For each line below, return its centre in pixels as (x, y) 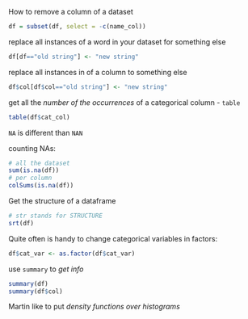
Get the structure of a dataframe (62, 201)
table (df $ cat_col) (39, 117)
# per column (30, 178)
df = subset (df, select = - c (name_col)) (78, 27)
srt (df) (21, 223)
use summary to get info (46, 269)
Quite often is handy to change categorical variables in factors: (113, 238)
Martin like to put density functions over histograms (94, 307)
